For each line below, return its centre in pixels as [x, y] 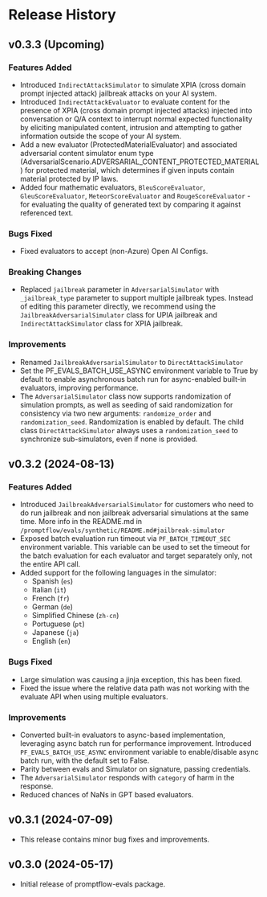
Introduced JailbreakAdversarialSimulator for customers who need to [137, 505]
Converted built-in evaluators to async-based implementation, [123, 735]
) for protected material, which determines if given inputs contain [127, 170]
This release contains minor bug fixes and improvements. [115, 839]
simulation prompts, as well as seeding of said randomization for [126, 404]
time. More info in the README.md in [81, 522]
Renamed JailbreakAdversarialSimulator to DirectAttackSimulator [131, 362]
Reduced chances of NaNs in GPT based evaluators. [107, 795]
